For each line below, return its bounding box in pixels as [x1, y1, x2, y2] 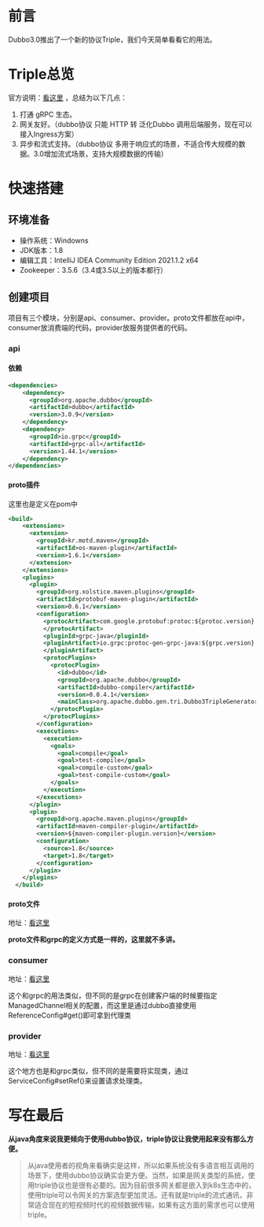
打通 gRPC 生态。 [19, 110, 77, 119]
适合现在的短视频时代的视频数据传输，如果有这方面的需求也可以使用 [34, 1199, 255, 1210]
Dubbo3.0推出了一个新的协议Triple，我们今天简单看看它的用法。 [8, 35, 217, 44]
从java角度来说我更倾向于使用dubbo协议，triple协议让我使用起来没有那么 [8, 1134, 247, 1143]
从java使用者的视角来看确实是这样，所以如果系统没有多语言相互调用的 [27, 1160, 255, 1170]
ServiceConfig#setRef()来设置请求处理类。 [8, 1076, 147, 1085]
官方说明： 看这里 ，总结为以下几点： [8, 92, 127, 102]
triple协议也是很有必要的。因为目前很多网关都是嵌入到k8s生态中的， [34, 1180, 256, 1190]
